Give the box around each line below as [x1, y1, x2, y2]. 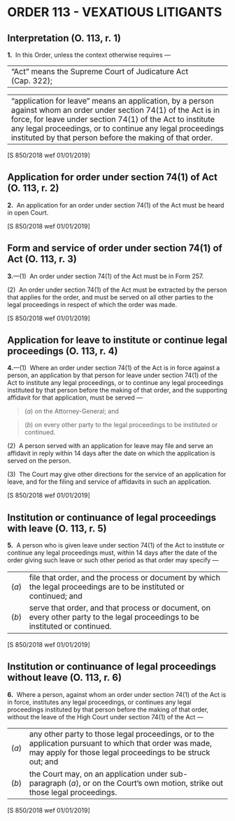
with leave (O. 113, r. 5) [7, 522, 107, 534]
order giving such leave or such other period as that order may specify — [7, 556, 219, 564]
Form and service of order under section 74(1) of [7, 243, 222, 255]
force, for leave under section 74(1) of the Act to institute [10, 114, 215, 124]
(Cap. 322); [10, 76, 52, 86]
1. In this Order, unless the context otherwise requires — [7, 50, 171, 59]
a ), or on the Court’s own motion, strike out [71, 778, 224, 788]
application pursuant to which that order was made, [29, 738, 212, 749]
